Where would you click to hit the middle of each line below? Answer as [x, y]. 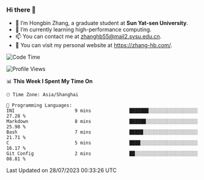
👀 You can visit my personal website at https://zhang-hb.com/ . [94, 45]
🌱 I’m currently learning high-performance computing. [83, 29]
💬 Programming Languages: [39, 106]
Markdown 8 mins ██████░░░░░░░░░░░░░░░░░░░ [102, 122]
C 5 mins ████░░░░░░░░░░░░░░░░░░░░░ [102, 143]
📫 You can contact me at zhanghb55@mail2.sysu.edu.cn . [88, 37]
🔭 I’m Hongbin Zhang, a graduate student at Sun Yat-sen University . [101, 23]
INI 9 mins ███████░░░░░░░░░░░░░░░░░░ [102, 111]
